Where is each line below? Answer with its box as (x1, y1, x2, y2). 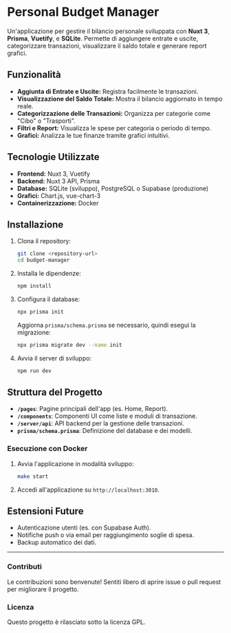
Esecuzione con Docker (7, 444, 88, 454)
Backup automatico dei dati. (16, 539, 97, 547)
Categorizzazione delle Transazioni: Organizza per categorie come (16, 109, 211, 117)
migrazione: (16, 328, 52, 336)
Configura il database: (16, 295, 80, 303)
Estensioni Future (7, 505, 84, 517)
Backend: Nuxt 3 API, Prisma (16, 177, 100, 185)
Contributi (7, 562, 43, 572)
